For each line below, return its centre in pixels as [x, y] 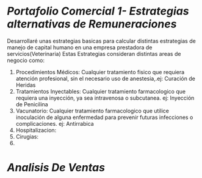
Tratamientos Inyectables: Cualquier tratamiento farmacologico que [100, 91]
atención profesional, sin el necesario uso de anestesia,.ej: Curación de [106, 78]
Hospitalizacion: [36, 130]
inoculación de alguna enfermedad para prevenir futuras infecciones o [104, 117]
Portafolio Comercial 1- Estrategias [98, 11]
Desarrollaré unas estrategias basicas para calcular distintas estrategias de [101, 41]
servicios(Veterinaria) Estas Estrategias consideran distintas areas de [94, 53]
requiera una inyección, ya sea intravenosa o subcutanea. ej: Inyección [105, 98]
